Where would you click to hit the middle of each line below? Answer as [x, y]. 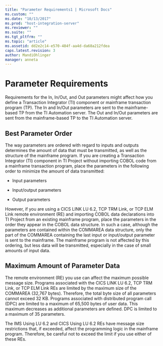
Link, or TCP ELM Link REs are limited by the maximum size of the [71, 288]
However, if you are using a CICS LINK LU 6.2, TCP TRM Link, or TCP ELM [79, 209]
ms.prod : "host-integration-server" [42, 23]
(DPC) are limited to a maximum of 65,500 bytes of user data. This [72, 303]
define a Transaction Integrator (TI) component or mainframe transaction [78, 103]
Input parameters [29, 181]
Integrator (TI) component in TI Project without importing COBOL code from [81, 161]
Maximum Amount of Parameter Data [63, 266]
